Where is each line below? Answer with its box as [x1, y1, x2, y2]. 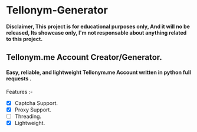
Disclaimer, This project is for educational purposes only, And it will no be [6, 23, 191, 30]
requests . [6, 75, 32, 82]
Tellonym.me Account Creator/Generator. [6, 52, 162, 62]
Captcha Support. [14, 99, 58, 106]
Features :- [6, 88, 33, 95]
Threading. [14, 113, 42, 120]
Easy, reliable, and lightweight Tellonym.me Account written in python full [6, 69, 192, 76]
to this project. [6, 35, 43, 42]
